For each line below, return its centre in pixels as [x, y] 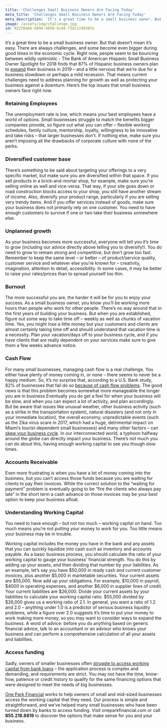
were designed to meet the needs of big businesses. [59, 684]
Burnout [15, 287]
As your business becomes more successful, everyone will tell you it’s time [82, 242]
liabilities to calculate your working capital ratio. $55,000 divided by [75, 597]
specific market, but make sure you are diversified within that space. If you [82, 175]
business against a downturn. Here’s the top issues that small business [78, 85]
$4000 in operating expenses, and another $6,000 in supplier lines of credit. [84, 586]
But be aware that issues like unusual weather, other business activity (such [83, 406]
